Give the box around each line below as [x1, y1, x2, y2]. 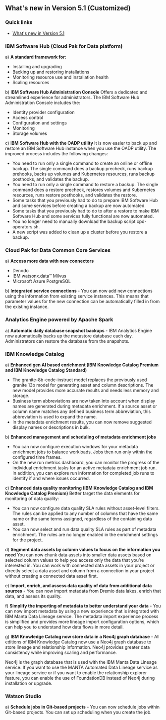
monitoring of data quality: [5, 495, 59, 502]
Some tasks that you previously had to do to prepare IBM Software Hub [12, 197, 158, 203]
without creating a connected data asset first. [5, 573, 98, 579]
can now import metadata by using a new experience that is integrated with [5, 608, 160, 614]
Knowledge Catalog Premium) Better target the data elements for [5, 490, 140, 496]
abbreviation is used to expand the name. [12, 413, 97, 419]
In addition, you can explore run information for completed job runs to [12, 470, 155, 476]
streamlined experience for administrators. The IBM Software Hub [5, 94, 140, 100]
